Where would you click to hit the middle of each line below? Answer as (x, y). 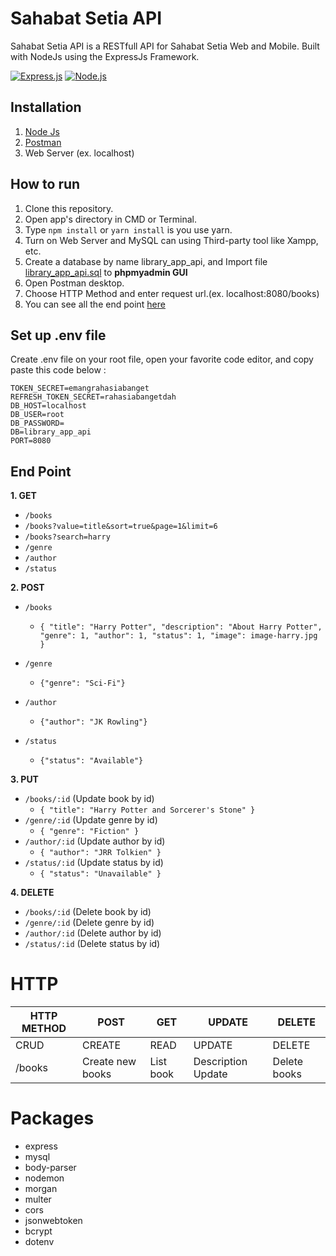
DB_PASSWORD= (37, 423)
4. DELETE (32, 893)
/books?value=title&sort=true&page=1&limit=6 (121, 527)
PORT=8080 (31, 441)
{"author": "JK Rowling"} (93, 722)
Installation (46, 107)
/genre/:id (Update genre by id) (91, 820)
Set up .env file (58, 335)
